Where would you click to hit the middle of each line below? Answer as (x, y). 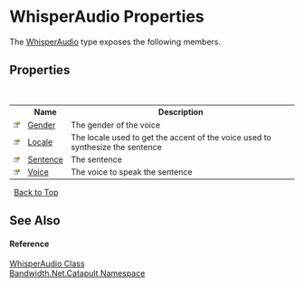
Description (180, 112)
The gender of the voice (116, 125)
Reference (29, 244)
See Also (35, 220)
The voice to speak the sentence (132, 172)
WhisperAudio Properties (107, 17)
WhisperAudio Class (47, 263)
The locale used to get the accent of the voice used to (171, 137)
